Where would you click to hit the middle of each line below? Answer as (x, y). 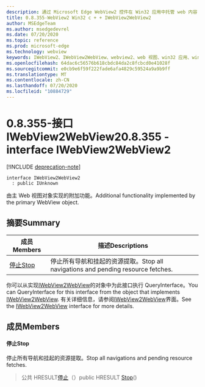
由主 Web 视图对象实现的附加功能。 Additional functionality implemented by (101, 195)
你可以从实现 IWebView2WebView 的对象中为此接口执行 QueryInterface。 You (102, 285)
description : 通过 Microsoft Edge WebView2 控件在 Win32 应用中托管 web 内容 (102, 12)
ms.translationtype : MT (37, 74)
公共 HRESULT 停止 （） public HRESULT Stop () (79, 378)
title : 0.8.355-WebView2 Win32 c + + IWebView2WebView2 (79, 18)
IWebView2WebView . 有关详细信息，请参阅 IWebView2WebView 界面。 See (99, 299)
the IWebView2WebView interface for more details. (70, 306)
